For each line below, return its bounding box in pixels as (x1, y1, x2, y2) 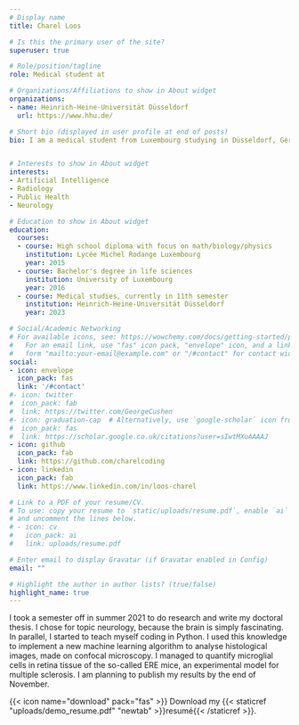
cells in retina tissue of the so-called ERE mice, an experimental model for (9, 660, 279, 671)
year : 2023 (25, 309, 66, 317)
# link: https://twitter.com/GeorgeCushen (9, 407, 174, 416)
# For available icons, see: (9, 333, 117, 342)
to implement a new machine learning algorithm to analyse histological (9, 641, 268, 652)
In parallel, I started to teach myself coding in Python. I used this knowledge (9, 631, 287, 642)
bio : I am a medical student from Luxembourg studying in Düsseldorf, (9, 136, 277, 144)
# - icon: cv (9, 523, 58, 531)
